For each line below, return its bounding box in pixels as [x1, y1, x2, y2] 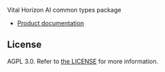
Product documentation [16, 19, 85, 27]
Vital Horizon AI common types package [7, 6, 122, 14]
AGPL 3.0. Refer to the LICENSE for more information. [7, 57, 159, 65]
